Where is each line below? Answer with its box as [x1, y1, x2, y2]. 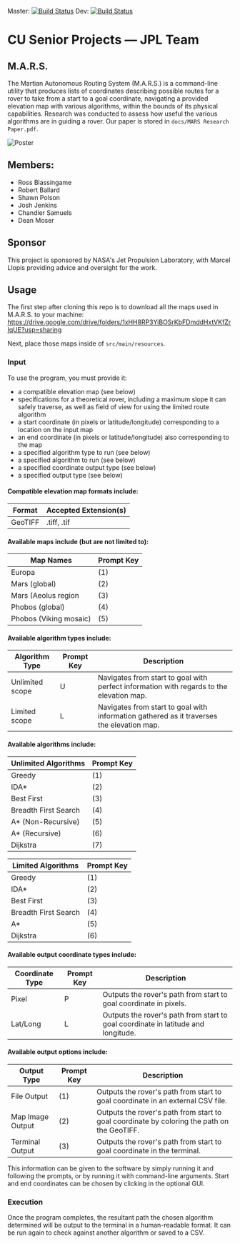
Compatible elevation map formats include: [7, 487, 139, 496]
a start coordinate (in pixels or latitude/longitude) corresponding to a [17, 418, 219, 426]
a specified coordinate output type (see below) [17, 463, 156, 471]
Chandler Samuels [17, 208, 73, 217]
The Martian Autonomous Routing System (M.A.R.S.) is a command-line [7, 79, 218, 87]
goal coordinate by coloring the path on [96, 1116, 229, 1126]
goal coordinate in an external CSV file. [96, 1095, 227, 1105]
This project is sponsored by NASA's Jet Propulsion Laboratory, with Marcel [7, 256, 231, 264]
